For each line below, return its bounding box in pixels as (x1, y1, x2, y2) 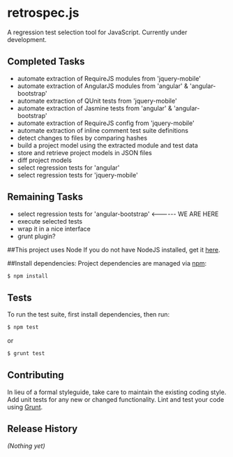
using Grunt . (7, 402, 43, 411)
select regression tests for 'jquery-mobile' (17, 171, 138, 179)
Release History (7, 423, 78, 435)
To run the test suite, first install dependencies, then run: (7, 310, 170, 319)
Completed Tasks (7, 56, 85, 68)
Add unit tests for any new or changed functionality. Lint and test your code (7, 395, 225, 403)
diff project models (17, 156, 72, 164)
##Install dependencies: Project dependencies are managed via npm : (7, 259, 207, 267)
